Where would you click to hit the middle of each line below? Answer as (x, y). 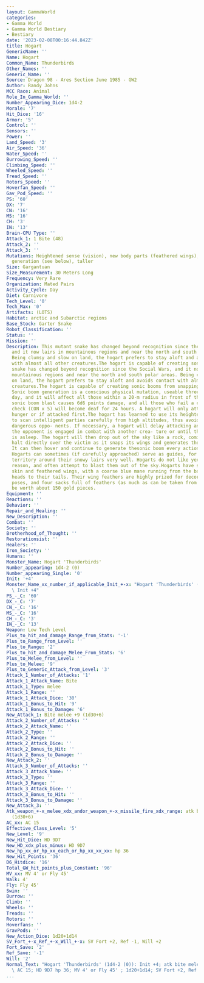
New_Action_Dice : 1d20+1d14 (42, 936)
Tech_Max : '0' (24, 307)
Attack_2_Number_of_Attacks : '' (47, 721)
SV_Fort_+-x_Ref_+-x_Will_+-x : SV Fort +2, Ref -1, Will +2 (84, 942)
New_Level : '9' (25, 834)
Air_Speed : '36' (27, 148)
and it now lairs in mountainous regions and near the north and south (104, 352)
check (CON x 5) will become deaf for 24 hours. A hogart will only (100, 409)
